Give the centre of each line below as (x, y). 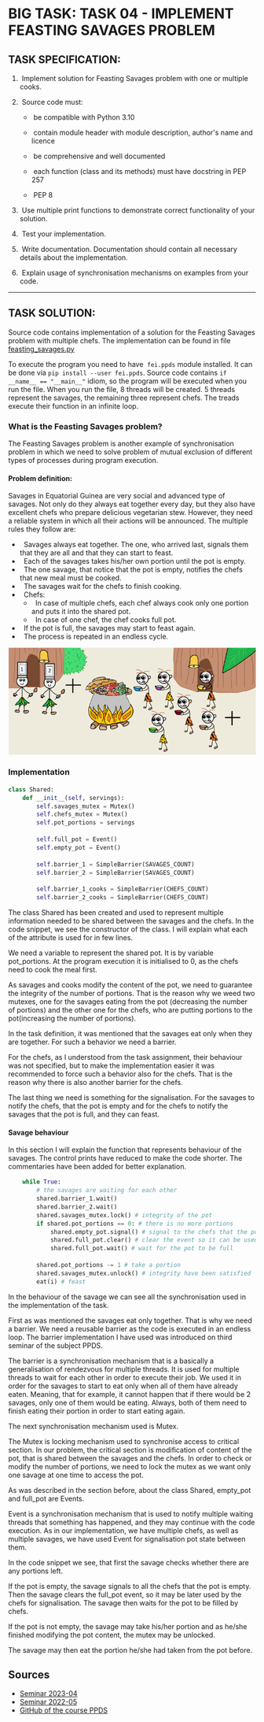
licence (43, 141)
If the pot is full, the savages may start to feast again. (109, 628)
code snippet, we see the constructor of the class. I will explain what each (128, 929)
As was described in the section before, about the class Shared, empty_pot (130, 1490)
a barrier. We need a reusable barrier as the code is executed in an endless (130, 1328)
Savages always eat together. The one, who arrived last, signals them (136, 545)
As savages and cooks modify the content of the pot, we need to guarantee (130, 985)
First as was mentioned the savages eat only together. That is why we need (130, 1320)
